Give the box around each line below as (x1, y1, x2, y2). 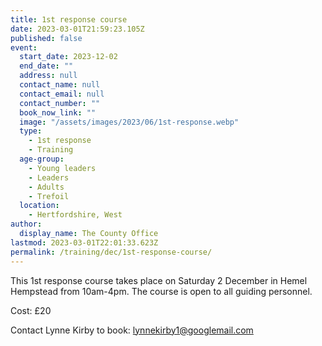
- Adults (28, 182, 65, 192)
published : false (10, 33, 83, 43)
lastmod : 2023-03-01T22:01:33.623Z (10, 237, 159, 248)
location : (19, 201, 60, 211)
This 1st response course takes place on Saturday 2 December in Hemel (10, 274, 308, 286)
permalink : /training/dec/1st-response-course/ (10, 247, 213, 257)
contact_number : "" (19, 98, 101, 108)
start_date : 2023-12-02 (19, 52, 118, 62)
